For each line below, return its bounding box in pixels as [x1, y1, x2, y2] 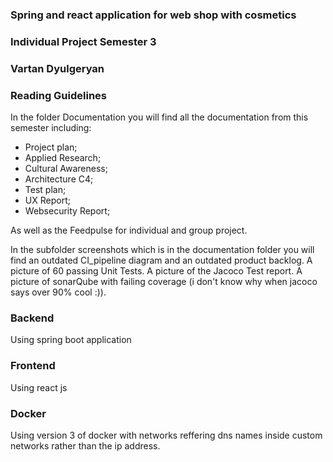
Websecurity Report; [24, 205, 111, 217]
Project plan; [24, 141, 78, 153]
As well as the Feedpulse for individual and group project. [10, 224, 248, 237]
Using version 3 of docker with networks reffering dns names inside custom [10, 429, 323, 441]
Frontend [10, 359, 56, 373]
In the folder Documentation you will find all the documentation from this [10, 111, 309, 123]
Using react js [10, 381, 68, 393]
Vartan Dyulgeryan [10, 61, 105, 75]
